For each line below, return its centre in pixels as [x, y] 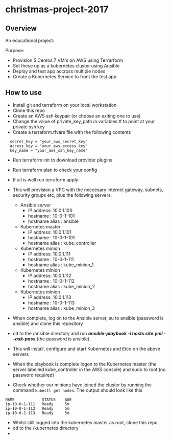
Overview [21, 28]
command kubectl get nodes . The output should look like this [77, 390]
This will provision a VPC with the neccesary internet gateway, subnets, [88, 190]
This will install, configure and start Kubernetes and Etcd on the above [87, 349]
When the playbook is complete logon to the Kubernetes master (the [84, 364]
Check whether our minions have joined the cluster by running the [82, 385]
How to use [23, 93]
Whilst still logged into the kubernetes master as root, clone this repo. [86, 422]
